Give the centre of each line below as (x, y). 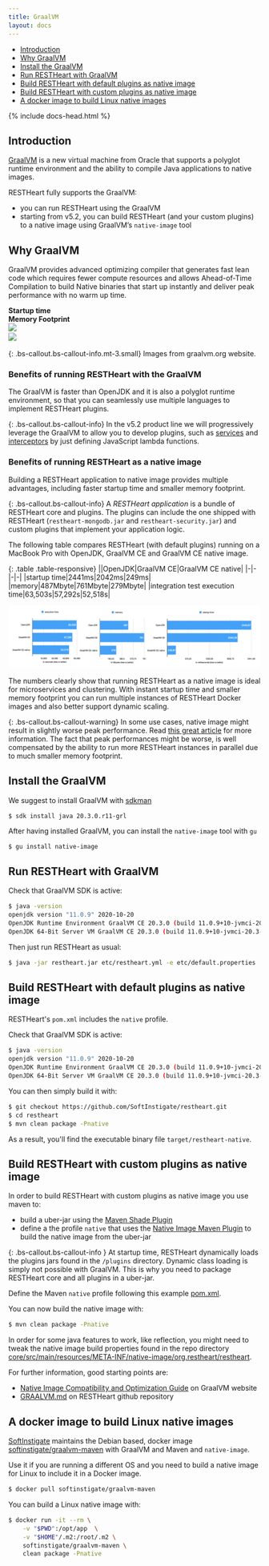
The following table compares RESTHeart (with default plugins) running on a (134, 544)
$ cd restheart (34, 1115)
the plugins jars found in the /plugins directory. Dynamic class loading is (128, 1261)
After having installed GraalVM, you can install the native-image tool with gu (133, 831)
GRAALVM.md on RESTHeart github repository (97, 1396)
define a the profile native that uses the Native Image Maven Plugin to (136, 1228)
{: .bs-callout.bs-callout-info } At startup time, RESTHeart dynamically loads (133, 1252)
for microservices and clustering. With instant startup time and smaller (124, 689)
